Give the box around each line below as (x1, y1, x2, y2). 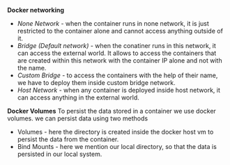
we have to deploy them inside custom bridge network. (17, 79, 176, 86)
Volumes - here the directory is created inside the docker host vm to (17, 128, 214, 136)
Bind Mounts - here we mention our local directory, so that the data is (17, 143, 217, 150)
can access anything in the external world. (17, 93, 139, 102)
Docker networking (7, 6, 65, 14)
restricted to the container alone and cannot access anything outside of (17, 27, 223, 35)
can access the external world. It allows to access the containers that (17, 49, 217, 57)
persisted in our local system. (17, 150, 102, 158)
